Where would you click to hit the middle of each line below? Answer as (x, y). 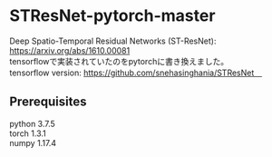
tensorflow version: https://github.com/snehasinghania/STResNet (132, 73)
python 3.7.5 (33, 123)
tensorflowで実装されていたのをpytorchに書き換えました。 (119, 61)
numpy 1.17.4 (33, 142)
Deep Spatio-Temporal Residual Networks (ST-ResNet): (113, 41)
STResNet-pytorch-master (112, 16)
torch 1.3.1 (28, 133)
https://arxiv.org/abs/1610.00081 (70, 50)
